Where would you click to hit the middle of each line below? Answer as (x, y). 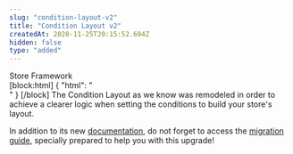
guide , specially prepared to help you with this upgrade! (112, 141)
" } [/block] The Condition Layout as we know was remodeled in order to (142, 95)
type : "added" (36, 51)
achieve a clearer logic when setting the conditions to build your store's (141, 104)
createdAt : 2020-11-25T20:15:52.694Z (80, 34)
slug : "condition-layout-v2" (63, 17)
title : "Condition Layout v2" (66, 26)
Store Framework (41, 76)
